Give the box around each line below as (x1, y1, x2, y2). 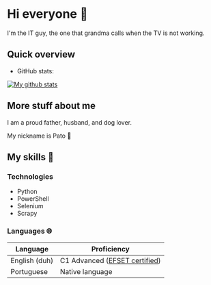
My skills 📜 (7, 151, 54, 163)
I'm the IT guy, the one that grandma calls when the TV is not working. (7, 29, 205, 37)
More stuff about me (7, 100, 96, 112)
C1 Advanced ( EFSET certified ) (60, 256, 162, 265)
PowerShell (16, 195, 49, 203)
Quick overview (7, 49, 76, 60)
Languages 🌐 (7, 226, 53, 236)
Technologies (7, 171, 53, 181)
